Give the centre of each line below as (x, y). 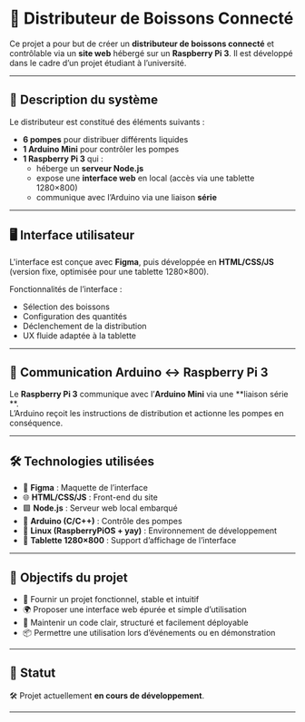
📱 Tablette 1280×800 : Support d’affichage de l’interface (129, 541)
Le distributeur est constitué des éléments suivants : (107, 122)
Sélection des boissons (66, 307)
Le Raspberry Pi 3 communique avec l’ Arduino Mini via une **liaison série (149, 395)
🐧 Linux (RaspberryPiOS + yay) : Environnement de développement (150, 531)
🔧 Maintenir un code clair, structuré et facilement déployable (135, 622)
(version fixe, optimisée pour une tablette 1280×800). (109, 271)
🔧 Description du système (84, 100)
